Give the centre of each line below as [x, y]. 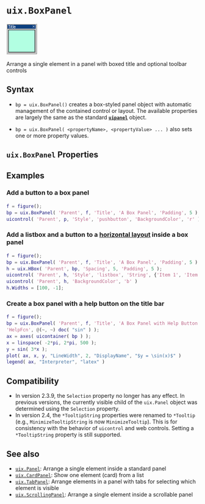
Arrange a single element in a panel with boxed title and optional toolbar [97, 63]
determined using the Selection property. [67, 409]
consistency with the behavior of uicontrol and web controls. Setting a [104, 428]
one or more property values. [52, 135]
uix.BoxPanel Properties [52, 155]
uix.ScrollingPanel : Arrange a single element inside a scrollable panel [104, 494]
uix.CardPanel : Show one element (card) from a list [80, 475]
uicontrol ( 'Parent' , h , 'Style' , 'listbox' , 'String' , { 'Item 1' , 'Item [102, 275]
